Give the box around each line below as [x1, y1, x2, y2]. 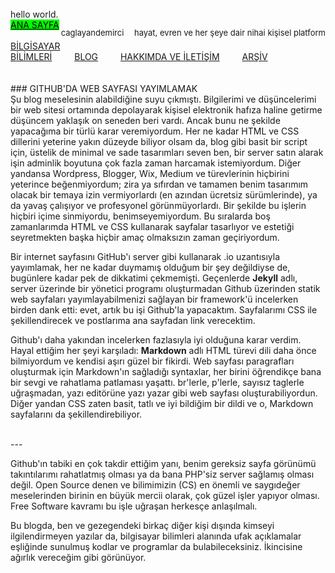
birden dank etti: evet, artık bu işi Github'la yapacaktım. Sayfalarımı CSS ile [10, 304, 318, 316]
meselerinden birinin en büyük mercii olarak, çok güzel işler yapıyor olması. [10, 490, 320, 501]
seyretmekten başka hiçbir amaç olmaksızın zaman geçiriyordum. [10, 232, 280, 243]
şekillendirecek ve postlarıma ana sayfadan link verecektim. [10, 315, 256, 326]
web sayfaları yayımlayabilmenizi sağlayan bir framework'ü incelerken [10, 293, 299, 305]
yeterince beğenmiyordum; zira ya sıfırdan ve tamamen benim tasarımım [10, 178, 309, 190]
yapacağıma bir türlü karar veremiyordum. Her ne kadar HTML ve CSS [10, 125, 300, 137]
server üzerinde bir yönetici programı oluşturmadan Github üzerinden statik [10, 283, 321, 294]
